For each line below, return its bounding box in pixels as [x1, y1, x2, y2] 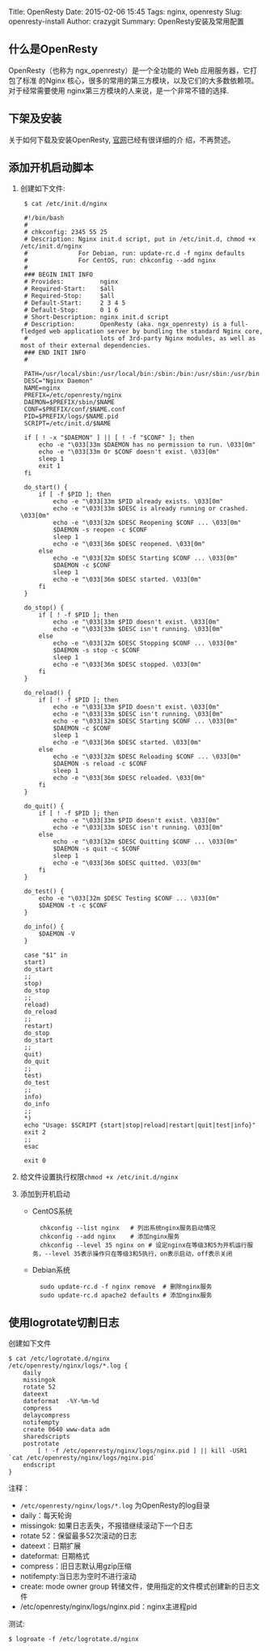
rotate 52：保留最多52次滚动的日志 [19, 1531, 137, 1541]
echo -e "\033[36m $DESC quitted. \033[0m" [53, 859, 202, 868]
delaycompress [23, 1411, 70, 1420]
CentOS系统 [32, 1206, 73, 1216]
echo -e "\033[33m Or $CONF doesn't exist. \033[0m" [38, 448, 220, 456]
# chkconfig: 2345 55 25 [23, 228, 108, 237]
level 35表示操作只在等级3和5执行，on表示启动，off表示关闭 [51, 1250, 233, 1258]
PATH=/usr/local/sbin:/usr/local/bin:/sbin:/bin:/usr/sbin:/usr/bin [23, 370, 260, 378]
